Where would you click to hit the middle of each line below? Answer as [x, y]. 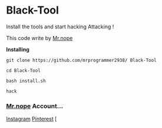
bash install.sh [26, 81]
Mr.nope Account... [35, 106]
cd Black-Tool [24, 70]
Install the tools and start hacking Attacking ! [60, 27]
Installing [18, 49]
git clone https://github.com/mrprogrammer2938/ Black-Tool [82, 60]
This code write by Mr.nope [39, 38]
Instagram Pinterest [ [32, 119]
